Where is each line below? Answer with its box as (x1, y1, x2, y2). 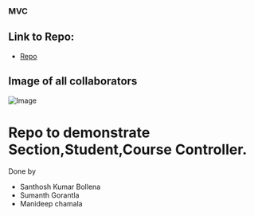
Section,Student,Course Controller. (8, 140, 248, 159)
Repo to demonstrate (8, 124, 150, 141)
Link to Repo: (8, 30, 75, 44)
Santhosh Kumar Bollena (19, 182, 101, 192)
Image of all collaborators (8, 74, 138, 88)
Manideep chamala (19, 199, 83, 209)
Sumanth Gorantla (19, 190, 80, 200)
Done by (8, 167, 37, 176)
